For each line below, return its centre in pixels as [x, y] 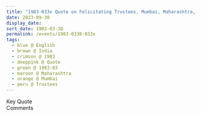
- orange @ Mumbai [35, 79]
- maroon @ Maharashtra [41, 73]
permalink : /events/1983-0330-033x [51, 34]
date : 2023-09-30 [28, 17]
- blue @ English [33, 46]
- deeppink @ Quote [36, 62]
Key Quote [19, 102]
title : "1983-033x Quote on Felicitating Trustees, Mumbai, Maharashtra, [101, 12]
